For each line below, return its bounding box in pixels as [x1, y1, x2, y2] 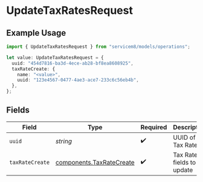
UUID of [173, 133, 196, 141]
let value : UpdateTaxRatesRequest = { [6, 54, 104, 60]
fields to [173, 158, 196, 166]
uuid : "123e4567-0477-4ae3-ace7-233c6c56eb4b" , [17, 77, 139, 83]
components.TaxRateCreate [55, 158, 135, 166]
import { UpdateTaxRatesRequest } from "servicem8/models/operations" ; [6, 44, 190, 50]
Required [140, 123, 167, 131]
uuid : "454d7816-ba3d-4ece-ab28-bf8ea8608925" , [11, 60, 134, 67]
